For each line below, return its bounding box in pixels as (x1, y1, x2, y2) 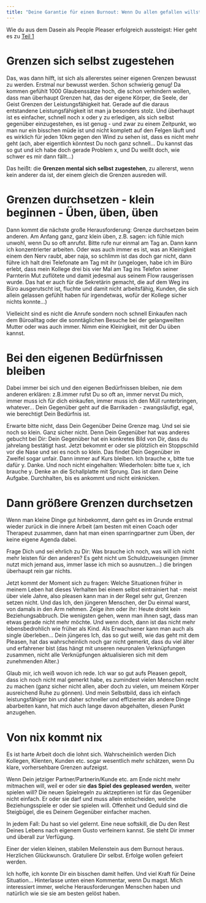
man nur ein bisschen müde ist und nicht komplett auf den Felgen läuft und (6, 127, 196, 134)
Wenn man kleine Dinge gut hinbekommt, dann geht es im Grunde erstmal (6, 516, 193, 524)
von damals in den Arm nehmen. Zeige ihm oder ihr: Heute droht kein (6, 605, 181, 613)
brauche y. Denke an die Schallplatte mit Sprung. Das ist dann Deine (6, 468, 179, 475)
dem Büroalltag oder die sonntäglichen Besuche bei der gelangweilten (6, 316, 184, 323)
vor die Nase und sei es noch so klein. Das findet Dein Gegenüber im (6, 448, 180, 455)
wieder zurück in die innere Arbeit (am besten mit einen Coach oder (6, 523, 178, 530)
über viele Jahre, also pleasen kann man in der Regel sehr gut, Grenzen (6, 593, 187, 600)
